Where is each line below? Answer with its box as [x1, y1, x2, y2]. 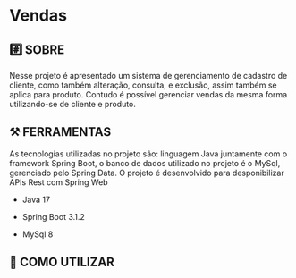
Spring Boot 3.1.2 [21, 211, 85, 222]
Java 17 [21, 194, 51, 205]
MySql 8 [21, 229, 54, 240]
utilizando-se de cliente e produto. [9, 99, 137, 109]
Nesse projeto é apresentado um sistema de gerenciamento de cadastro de [9, 71, 288, 80]
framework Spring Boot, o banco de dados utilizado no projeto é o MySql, [9, 157, 281, 168]
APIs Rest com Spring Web [9, 176, 109, 188]
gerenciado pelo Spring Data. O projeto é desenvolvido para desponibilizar [9, 167, 284, 178]
